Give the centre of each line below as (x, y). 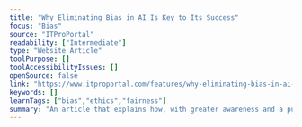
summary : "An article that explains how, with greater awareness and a (146, 109)
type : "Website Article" (56, 51)
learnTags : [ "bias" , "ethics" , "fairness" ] (88, 101)
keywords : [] (34, 92)
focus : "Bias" (36, 26)
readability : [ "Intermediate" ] (68, 42)
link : (19, 84)
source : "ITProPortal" (52, 34)
